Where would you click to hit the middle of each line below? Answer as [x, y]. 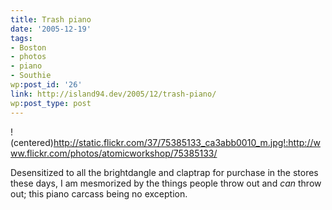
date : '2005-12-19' [51, 29]
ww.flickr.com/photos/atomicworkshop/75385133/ [114, 153]
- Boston [28, 47]
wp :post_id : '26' [46, 85]
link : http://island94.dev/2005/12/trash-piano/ [113, 94]
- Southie [31, 76]
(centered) [32, 142]
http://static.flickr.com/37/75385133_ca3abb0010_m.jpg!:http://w [187, 142]
